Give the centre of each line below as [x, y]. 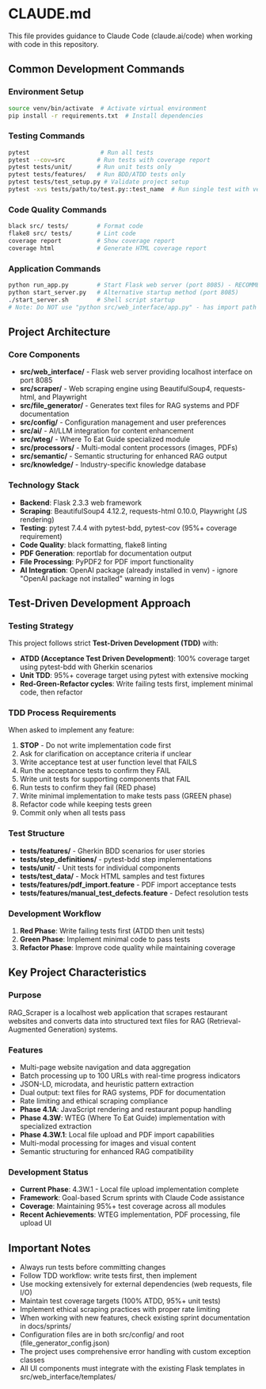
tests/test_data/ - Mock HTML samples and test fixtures [112, 876]
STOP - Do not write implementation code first [95, 745]
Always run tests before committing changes [93, 1268]
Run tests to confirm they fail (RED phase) [88, 787]
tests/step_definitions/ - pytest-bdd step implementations [116, 859]
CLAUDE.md [50, 14]
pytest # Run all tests [81, 152]
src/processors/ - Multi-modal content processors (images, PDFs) [129, 448]
